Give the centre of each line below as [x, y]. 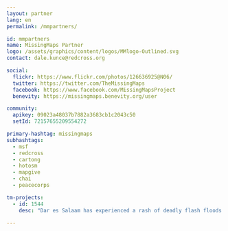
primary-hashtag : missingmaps [50, 134]
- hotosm [25, 166]
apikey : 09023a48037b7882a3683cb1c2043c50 [74, 115]
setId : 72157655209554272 [50, 121]
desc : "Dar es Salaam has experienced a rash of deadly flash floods [121, 210]
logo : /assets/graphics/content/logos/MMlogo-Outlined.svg [93, 52]
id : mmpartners [28, 39]
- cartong [26, 159]
